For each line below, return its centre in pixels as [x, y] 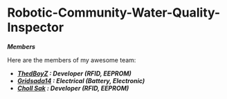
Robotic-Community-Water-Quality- [114, 13]
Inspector [36, 27]
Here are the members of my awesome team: [72, 60]
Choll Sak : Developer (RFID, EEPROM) [73, 88]
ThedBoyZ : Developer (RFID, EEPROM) [74, 73]
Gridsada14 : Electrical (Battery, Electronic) [81, 80]
